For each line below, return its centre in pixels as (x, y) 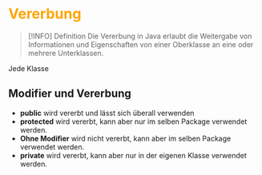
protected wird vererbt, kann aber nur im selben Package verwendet (133, 121)
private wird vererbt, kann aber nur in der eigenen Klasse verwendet (133, 155)
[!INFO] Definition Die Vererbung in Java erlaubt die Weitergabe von (140, 36)
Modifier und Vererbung (70, 94)
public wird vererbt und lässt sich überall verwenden (107, 113)
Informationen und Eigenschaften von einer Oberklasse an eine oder (141, 44)
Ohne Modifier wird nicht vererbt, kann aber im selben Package (125, 138)
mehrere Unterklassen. (66, 53)
